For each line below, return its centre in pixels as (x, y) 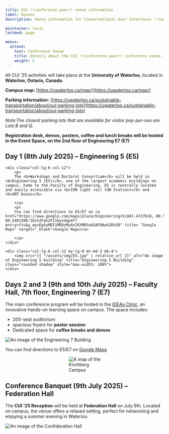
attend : (18, 47)
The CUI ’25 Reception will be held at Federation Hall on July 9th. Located (83, 405)
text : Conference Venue (39, 51)
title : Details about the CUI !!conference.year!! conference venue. (89, 56)
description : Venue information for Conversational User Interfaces (78, 19)
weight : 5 (25, 61)
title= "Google (140, 225)
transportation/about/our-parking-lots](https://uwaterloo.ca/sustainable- (80, 105)
